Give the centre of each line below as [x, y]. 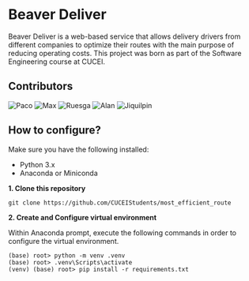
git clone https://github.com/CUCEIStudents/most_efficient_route [120, 203]
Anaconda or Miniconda [59, 173]
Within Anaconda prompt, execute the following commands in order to [123, 232]
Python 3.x [37, 164]
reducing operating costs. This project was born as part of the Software [125, 53]
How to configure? [55, 131]
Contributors [41, 86]
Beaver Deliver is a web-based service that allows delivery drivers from [124, 36]
